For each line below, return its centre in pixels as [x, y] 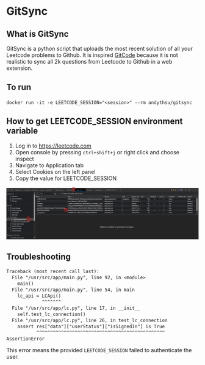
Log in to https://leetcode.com [53, 146]
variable [22, 131]
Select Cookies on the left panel [55, 171]
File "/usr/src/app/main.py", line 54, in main [74, 290]
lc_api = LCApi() [39, 296]
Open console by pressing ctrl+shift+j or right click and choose [97, 152]
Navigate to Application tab [49, 165]
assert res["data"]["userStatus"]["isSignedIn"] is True [91, 327]
